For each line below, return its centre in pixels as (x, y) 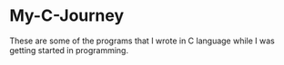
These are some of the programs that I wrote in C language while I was (142, 41)
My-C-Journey (67, 16)
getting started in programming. (69, 50)
